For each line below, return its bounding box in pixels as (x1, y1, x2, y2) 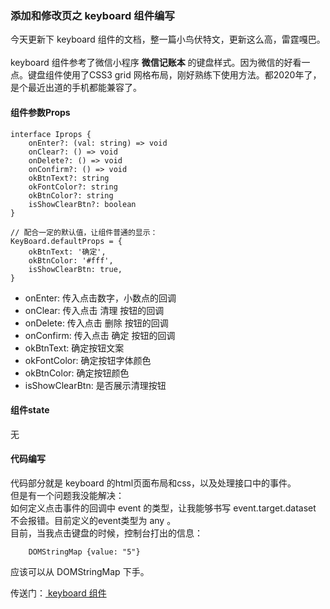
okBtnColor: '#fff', (28, 255, 114, 266)
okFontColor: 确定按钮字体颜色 (24, 354, 152, 366)
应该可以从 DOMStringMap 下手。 (10, 565, 150, 577)
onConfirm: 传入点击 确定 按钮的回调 (24, 329, 176, 341)
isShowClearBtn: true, (28, 264, 123, 274)
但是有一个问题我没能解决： (10, 489, 125, 501)
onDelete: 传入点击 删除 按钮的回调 (24, 317, 169, 329)
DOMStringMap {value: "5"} (28, 547, 141, 557)
